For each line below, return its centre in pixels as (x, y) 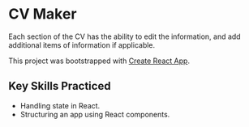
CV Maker (43, 14)
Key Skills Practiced (60, 86)
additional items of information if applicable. (82, 44)
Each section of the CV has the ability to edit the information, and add (124, 36)
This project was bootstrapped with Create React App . (99, 61)
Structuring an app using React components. (95, 114)
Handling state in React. (60, 105)
